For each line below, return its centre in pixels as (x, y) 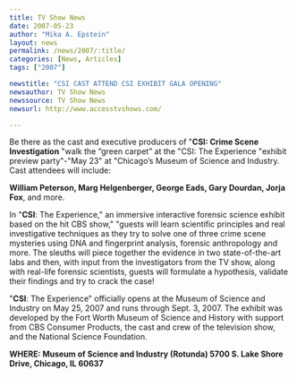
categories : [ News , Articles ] (66, 59)
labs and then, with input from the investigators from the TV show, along (142, 262)
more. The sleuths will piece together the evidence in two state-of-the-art (145, 253)
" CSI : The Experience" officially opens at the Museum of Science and (137, 299)
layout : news (34, 43)
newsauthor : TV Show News (57, 92)
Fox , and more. (37, 197)
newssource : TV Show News (57, 100)
